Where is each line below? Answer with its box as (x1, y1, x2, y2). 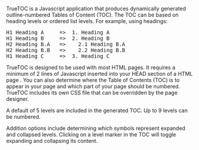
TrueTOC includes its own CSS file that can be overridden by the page (6, 89, 178, 96)
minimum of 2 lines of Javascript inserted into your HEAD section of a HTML (6, 71, 193, 77)
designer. (6, 95, 29, 103)
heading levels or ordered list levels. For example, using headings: (6, 18, 168, 24)
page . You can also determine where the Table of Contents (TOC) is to (6, 76, 180, 84)
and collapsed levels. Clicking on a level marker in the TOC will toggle (6, 131, 176, 138)
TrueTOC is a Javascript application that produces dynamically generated (6, 5, 186, 12)
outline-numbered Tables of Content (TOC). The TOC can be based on (6, 11, 179, 18)
